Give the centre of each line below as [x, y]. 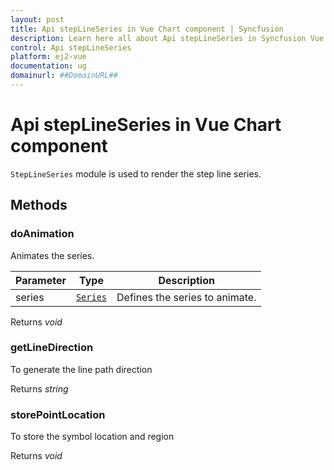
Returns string [39, 388]
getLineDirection [52, 348]
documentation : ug [48, 66]
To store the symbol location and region [92, 437]
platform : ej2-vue [48, 57]
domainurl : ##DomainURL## [64, 76]
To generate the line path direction [81, 369]
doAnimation [42, 234]
